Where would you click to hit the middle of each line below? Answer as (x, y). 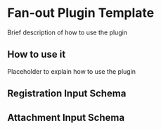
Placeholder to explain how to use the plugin (71, 71)
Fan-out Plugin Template (81, 13)
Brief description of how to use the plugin (67, 32)
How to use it (37, 54)
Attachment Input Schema (66, 117)
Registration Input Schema (67, 94)
